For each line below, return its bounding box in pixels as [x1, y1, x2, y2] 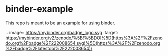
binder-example [5, 3, 74, 15]
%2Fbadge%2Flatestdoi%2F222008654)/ [5, 45, 93, 51]
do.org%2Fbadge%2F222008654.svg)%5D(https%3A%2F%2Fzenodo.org [5, 40, 160, 46]
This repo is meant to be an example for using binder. [5, 20, 115, 26]
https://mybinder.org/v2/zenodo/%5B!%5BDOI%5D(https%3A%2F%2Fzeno [5, 35, 163, 41]
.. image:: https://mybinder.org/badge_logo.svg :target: [5, 29, 119, 35]
